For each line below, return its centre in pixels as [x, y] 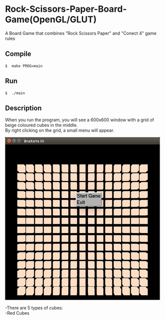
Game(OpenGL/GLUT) [51, 19]
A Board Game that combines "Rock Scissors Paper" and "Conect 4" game [81, 33]
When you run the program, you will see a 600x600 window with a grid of [80, 120]
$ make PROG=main [24, 66]
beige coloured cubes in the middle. [41, 125]
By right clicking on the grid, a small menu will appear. [60, 130]
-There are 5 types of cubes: [34, 308]
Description [23, 108]
